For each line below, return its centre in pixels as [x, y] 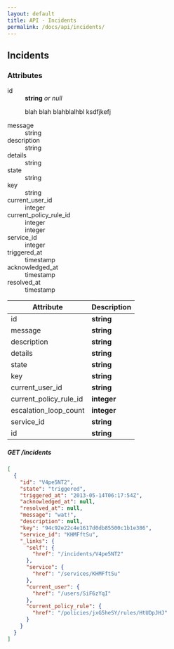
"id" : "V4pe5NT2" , [47, 482]
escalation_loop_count [48, 411]
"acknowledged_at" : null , [58, 502]
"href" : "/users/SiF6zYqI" [72, 593]
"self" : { [40, 548]
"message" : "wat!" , [48, 515]
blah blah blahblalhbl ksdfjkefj [68, 112]
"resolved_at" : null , [51, 508]
